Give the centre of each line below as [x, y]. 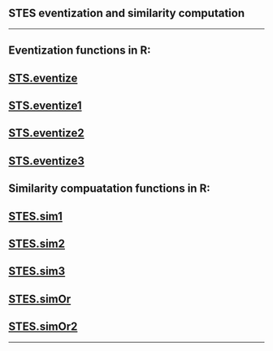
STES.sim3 [37, 271]
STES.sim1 [35, 216]
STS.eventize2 [46, 133]
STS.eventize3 [47, 160]
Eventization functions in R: [80, 51]
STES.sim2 [37, 243]
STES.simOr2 [43, 327]
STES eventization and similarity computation [127, 13]
